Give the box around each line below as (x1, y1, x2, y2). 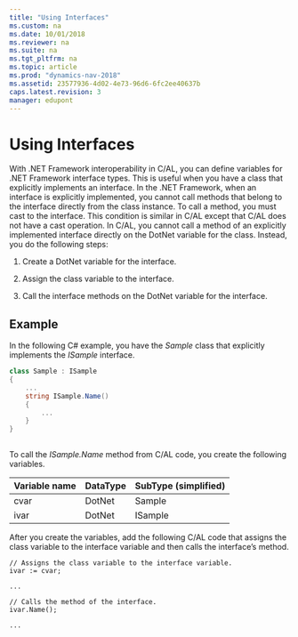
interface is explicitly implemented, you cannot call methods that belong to (9, 192, 283, 203)
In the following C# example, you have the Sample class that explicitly (9, 340, 265, 351)
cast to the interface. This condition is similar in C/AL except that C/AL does (9, 211, 286, 222)
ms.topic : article (9, 63, 77, 72)
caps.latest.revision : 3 (9, 87, 101, 96)
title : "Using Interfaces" (9, 12, 109, 22)
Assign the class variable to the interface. (21, 273, 175, 285)
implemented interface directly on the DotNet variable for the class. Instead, (9, 230, 287, 240)
